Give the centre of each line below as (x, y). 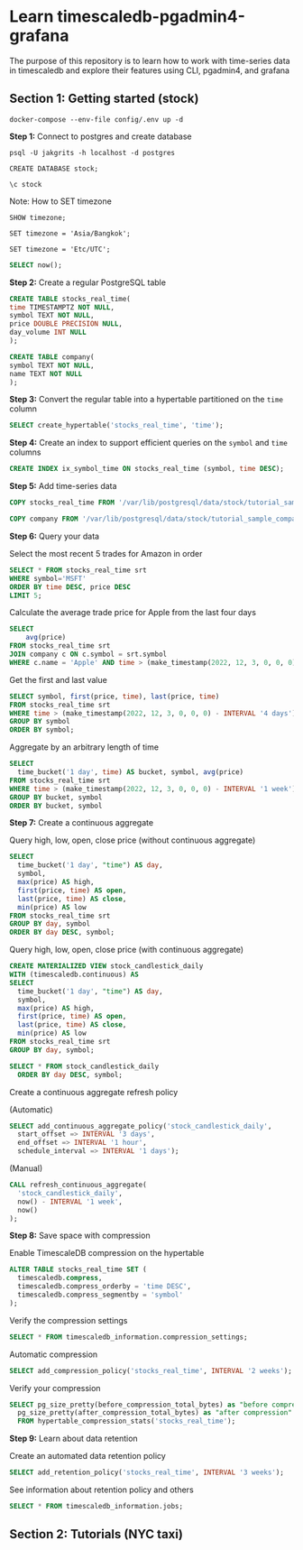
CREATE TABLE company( (52, 357)
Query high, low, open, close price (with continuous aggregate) (127, 950)
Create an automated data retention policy (88, 1456)
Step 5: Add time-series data (63, 486)
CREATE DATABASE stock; (54, 169)
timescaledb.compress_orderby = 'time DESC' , (105, 1287)
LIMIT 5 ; (26, 595)
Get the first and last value (59, 679)
